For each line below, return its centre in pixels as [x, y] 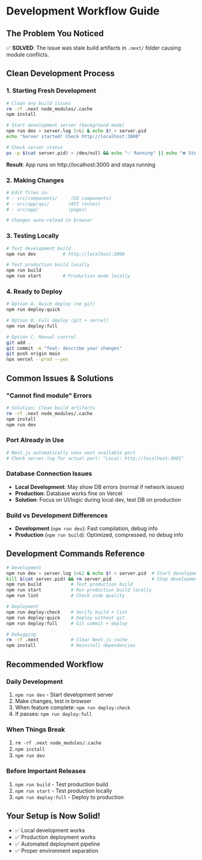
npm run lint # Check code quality [66, 596]
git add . [19, 343]
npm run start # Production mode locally [68, 276]
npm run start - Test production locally [63, 791]
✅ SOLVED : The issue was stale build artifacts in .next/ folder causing [94, 48]
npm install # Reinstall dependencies [71, 646]
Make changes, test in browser [53, 701]
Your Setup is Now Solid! [53, 816]
